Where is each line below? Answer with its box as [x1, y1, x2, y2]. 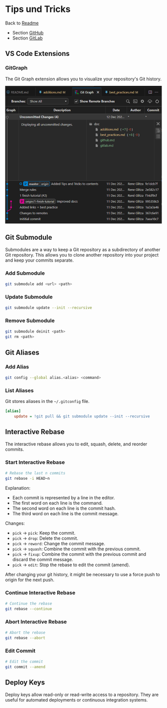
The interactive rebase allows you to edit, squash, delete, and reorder [5, 441, 148, 447]
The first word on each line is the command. [12, 500, 103, 506]
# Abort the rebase [5, 630, 46, 635]
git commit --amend [5, 664, 46, 670]
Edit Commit [5, 647, 36, 654]
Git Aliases [5, 348, 40, 356]
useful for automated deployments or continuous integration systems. [5, 697, 148, 703]
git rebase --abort [5, 635, 46, 640]
